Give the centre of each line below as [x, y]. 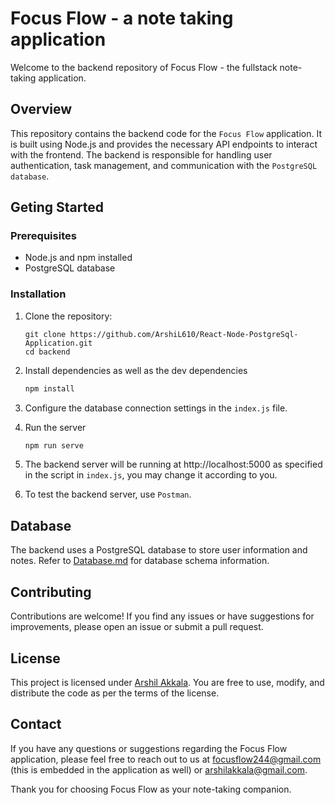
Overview [41, 109]
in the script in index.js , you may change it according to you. [151, 475]
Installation [38, 294]
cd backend [47, 352]
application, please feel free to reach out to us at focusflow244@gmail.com [166, 759]
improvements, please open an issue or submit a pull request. [137, 627]
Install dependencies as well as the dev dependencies [136, 370]
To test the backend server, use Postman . [108, 494]
